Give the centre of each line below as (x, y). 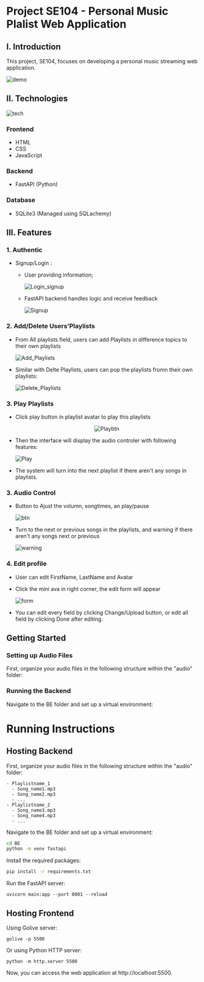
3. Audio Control (31, 493)
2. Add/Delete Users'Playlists (51, 326)
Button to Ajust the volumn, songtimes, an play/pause (82, 506)
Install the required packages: (44, 861)
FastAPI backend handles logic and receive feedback (91, 298)
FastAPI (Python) (36, 185)
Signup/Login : (33, 263)
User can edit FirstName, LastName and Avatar (74, 577)
